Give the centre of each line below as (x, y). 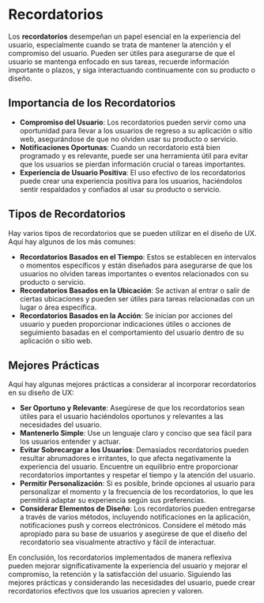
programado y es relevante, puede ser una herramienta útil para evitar (134, 155)
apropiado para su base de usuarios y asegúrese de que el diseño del (133, 534)
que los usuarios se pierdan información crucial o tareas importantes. (133, 164)
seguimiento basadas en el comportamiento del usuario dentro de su (132, 332)
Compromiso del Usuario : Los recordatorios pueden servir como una (133, 122)
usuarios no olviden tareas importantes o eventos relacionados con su (134, 273)
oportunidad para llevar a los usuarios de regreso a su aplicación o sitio (136, 130)
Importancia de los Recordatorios (92, 103)
